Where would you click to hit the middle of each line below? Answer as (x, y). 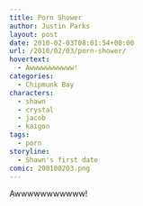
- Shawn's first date (58, 160)
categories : (31, 76)
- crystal (36, 110)
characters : (31, 93)
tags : (19, 135)
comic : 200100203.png (50, 168)
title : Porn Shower (46, 18)
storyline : (30, 151)
